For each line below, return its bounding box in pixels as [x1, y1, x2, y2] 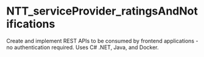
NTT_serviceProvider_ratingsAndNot [6, 4, 198, 18]
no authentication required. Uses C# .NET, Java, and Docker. [6, 44, 159, 51]
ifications [6, 17, 55, 31]
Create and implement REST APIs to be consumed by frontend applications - [6, 37, 199, 44]
